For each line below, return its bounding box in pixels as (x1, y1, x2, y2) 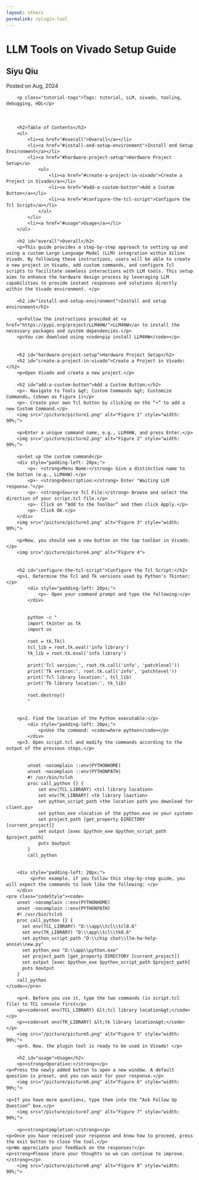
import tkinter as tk (27, 620, 82, 627)
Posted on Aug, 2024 (6, 82, 58, 89)
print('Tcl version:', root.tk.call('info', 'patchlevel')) (27, 662, 180, 668)
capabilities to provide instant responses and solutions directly (6, 280, 178, 286)
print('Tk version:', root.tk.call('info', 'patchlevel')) (27, 668, 178, 674)
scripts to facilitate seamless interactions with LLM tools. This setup (6, 268, 194, 274)
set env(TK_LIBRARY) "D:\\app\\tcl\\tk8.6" (21, 929, 132, 935)
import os (27, 626, 52, 632)
